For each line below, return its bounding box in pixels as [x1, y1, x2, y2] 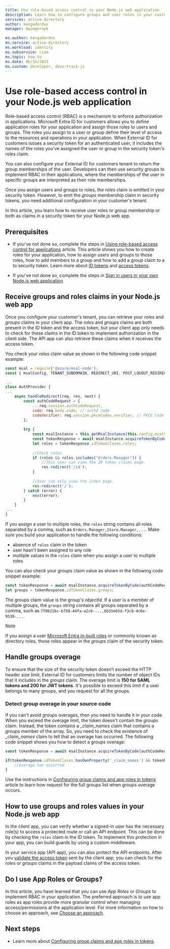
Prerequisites [5, 227, 49, 236]
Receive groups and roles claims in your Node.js [5, 292, 160, 301]
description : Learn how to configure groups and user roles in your [5, 12, 153, 17]
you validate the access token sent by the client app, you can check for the [5, 855, 162, 861]
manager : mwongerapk [5, 26, 49, 31]
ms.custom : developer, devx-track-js [5, 64, 85, 69]
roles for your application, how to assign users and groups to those [12, 252, 153, 258]
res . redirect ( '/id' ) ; [41, 465, 87, 470]
